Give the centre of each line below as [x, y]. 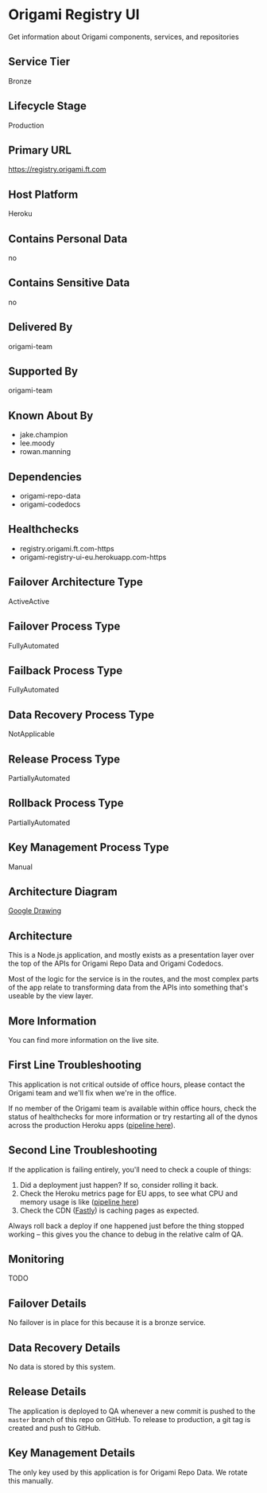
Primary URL [40, 150]
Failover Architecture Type [75, 582]
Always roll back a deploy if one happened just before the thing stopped [126, 1225]
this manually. [31, 1480]
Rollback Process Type [66, 803]
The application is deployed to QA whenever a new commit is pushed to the [132, 1411]
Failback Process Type [66, 670]
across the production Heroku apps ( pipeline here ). [92, 1125]
